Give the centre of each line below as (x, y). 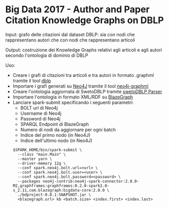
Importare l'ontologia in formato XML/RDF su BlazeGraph (73, 97)
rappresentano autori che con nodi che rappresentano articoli (70, 40)
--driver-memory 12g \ (42, 163)
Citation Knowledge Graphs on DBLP (84, 20)
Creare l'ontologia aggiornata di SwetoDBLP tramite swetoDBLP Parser (87, 91)
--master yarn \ (35, 159)
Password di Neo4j (40, 118)
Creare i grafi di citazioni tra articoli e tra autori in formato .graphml (83, 75)
